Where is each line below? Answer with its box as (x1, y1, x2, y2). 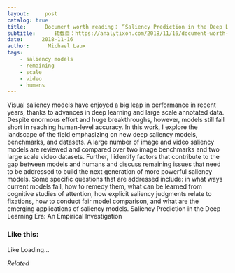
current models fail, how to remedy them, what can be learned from (7, 182, 203, 191)
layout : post (7, 10, 58, 17)
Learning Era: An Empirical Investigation (7, 212, 122, 221)
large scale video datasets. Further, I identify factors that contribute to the (7, 153, 220, 161)
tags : (7, 50, 23, 57)
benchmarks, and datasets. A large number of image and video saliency (7, 138, 215, 147)
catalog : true (7, 17, 49, 24)
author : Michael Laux (7, 43, 86, 50)
